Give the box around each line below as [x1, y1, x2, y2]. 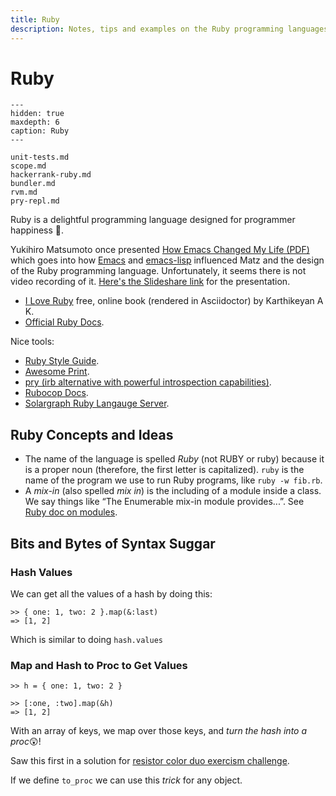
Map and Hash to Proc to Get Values [10, 658, 188, 672]
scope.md [10, 161, 47, 171]
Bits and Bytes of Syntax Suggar [10, 535, 216, 552]
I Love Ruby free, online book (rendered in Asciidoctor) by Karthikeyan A [24, 295, 324, 307]
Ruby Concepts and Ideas [10, 426, 174, 443]
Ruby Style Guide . [24, 355, 100, 367]
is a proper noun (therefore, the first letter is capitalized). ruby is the [24, 464, 305, 476]
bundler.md [10, 179, 56, 189]
